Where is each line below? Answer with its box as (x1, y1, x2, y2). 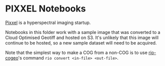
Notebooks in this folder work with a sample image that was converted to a (5, 29, 160, 35)
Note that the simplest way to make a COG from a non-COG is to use (5, 49, 147, 55)
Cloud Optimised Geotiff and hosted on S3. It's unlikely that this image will (5, 34, 159, 40)
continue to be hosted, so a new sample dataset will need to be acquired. (5, 39, 157, 45)
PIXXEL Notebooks (5, 3, 86, 14)
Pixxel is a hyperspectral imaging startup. (5, 19, 91, 25)
